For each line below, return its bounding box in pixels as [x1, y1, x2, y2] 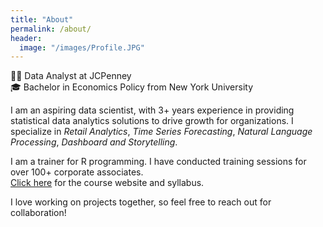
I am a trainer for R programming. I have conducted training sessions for [10, 156, 307, 168]
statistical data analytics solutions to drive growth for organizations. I [10, 115, 294, 127]
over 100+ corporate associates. [10, 166, 144, 178]
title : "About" [10, 14, 74, 25]
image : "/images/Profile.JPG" [19, 42, 145, 53]
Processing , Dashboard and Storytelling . [10, 136, 178, 148]
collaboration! [10, 207, 67, 219]
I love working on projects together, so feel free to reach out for [10, 196, 272, 208]
